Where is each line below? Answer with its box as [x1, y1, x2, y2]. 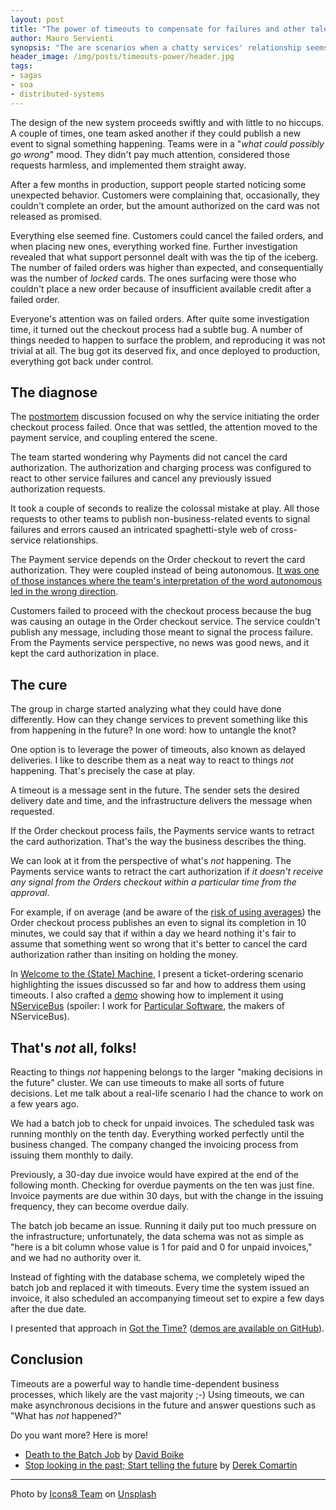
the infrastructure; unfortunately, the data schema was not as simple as [10, 1231, 305, 1243]
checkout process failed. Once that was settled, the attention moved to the [10, 421, 318, 433]
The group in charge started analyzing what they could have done [10, 703, 282, 715]
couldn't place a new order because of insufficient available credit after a [10, 282, 312, 295]
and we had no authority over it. [10, 1252, 142, 1264]
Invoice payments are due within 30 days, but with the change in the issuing [10, 1190, 324, 1202]
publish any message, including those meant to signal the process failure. [10, 626, 313, 638]
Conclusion [10, 1351, 84, 1368]
